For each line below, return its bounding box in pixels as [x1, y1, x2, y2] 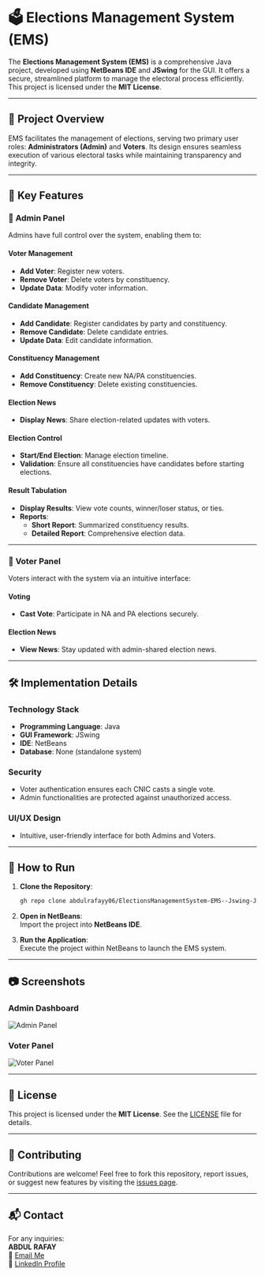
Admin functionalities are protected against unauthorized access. [19, 793, 232, 803]
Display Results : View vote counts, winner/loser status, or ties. [19, 503, 225, 513]
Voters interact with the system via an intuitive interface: [8, 573, 191, 583]
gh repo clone [19, 897, 66, 905]
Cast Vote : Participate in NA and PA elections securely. [19, 609, 200, 619]
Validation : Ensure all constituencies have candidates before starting [19, 459, 244, 469]
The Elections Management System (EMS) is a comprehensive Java [8, 57, 232, 66]
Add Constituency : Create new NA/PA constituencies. [19, 371, 197, 381]
